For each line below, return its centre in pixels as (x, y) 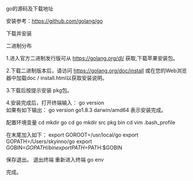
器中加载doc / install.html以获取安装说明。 (57, 78)
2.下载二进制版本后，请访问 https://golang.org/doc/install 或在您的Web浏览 (96, 71)
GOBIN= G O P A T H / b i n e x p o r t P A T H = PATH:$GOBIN (64, 147)
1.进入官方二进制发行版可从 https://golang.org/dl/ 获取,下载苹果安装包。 (92, 58)
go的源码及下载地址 (30, 8)
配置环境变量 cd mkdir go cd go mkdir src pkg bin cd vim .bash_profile (91, 122)
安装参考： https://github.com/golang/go (55, 21)
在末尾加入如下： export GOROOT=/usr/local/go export (72, 135)
